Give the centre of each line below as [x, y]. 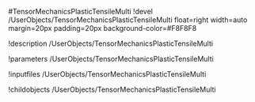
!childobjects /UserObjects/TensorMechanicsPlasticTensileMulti [112, 89]
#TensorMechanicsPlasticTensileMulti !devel [80, 11]
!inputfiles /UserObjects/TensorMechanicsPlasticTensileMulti [107, 74]
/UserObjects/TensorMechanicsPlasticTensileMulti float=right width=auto [128, 20]
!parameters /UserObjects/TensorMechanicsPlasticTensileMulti [111, 59]
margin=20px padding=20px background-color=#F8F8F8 [103, 28]
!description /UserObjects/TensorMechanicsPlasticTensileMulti [111, 43]
